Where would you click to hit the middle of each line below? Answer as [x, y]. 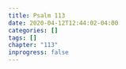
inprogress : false [38, 52]
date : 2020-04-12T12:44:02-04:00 [63, 23]
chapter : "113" [33, 45]
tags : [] [23, 38]
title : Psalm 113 [37, 15]
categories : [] [33, 30]
